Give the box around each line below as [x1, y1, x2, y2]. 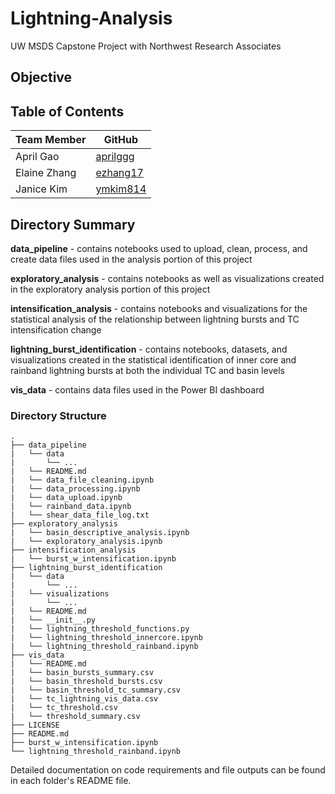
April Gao [15, 150, 60, 164]
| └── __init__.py [10, 615, 97, 626]
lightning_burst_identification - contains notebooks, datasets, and [10, 343, 288, 355]
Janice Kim [15, 182, 68, 196]
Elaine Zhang [15, 166, 77, 180]
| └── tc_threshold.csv [10, 703, 118, 713]
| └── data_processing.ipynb [10, 484, 141, 494]
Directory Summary [10, 216, 136, 233]
